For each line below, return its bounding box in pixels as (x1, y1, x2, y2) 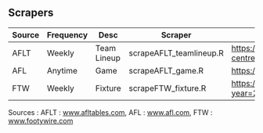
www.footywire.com (8, 116, 74, 125)
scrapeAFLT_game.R (128, 65, 204, 76)
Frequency (46, 29, 88, 40)
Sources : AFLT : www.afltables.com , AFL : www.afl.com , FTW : (8, 107, 213, 117)
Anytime (46, 65, 78, 76)
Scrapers (8, 6, 54, 20)
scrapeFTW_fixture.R (128, 82, 207, 93)
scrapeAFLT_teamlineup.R (128, 47, 225, 58)
